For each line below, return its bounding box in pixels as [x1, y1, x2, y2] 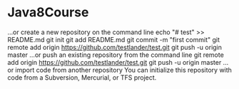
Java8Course [7, 4, 89, 21]
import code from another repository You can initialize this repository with [15, 66, 232, 74]
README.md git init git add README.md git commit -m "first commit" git [7, 35, 220, 43]
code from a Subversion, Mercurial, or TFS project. [7, 73, 157, 82]
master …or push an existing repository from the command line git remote [7, 51, 225, 59]
